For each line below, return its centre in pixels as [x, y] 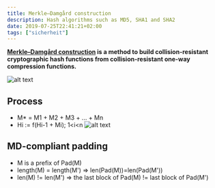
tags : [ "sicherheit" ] [38, 32]
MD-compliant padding [57, 147]
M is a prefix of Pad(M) [49, 163]
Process [25, 101]
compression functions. [42, 66]
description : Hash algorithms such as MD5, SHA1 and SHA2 [91, 20]
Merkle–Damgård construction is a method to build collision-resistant [108, 52]
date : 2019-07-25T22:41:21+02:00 [55, 26]
